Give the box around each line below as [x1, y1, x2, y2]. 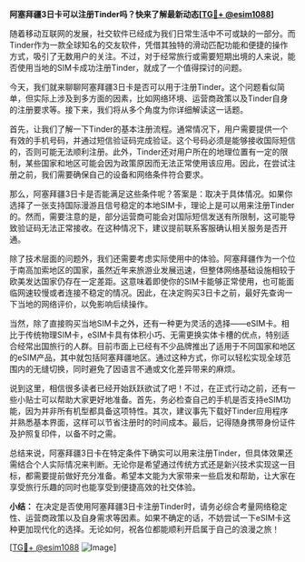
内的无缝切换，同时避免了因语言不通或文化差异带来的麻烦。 [16, 364, 241, 374]
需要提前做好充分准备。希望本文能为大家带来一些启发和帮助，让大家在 [33, 470, 296, 481]
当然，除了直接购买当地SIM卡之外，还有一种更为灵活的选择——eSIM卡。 [9, 318, 281, 328]
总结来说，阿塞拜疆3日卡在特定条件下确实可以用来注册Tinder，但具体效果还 [9, 447, 293, 458]
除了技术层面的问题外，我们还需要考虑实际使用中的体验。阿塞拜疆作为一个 [9, 254, 288, 264]
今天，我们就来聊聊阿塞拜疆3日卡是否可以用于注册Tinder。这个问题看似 [9, 82, 278, 92]
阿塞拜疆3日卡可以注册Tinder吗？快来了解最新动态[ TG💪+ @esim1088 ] [9, 9, 274, 19]
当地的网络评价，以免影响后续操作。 [16, 299, 152, 309]
